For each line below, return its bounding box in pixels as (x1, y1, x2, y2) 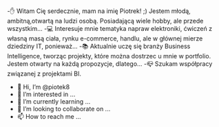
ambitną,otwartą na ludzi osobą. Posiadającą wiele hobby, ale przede (7, 17, 204, 25)
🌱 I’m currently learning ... (17, 97, 91, 106)
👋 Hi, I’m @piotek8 (17, 83, 70, 91)
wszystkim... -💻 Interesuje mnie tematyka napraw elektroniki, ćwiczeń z (7, 25, 212, 32)
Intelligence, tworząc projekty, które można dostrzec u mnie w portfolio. (7, 52, 211, 60)
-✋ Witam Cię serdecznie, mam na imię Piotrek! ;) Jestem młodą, (7, 7, 191, 15)
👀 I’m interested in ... (17, 90, 76, 98)
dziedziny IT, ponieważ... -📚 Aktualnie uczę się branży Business (7, 42, 191, 50)
